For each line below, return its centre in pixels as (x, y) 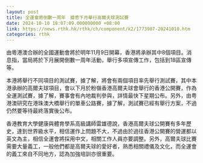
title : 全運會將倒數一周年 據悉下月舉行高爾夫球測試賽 (67, 18)
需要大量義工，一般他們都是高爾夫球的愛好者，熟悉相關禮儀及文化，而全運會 (101, 147)
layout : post (23, 12)
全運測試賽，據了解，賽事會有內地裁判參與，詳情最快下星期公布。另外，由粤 (101, 96)
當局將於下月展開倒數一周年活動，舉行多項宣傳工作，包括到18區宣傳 (107, 60)
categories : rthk (28, 35)
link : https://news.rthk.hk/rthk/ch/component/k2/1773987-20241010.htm (98, 29)
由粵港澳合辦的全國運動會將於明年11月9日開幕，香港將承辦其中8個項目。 (96, 53)
